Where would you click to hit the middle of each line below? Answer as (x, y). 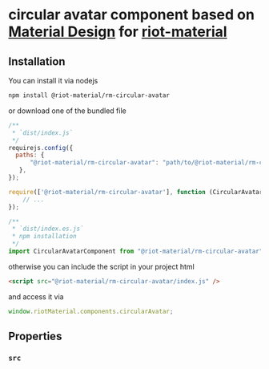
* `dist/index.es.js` (48, 229)
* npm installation (44, 237)
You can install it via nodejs (53, 81)
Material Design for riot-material (118, 32)
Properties (35, 337)
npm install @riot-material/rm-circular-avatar (89, 95)
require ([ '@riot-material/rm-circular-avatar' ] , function (107, 192)
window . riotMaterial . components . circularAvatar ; (91, 311)
